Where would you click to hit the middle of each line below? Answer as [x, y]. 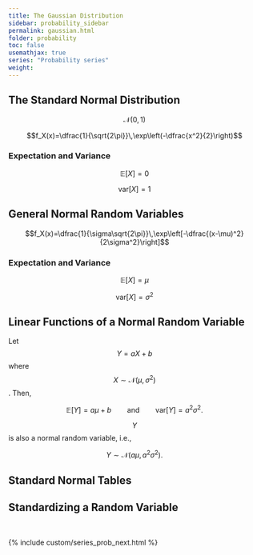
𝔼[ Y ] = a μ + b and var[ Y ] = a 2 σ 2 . [135, 409]
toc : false [26, 46]
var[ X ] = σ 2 [135, 296]
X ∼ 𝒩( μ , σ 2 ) [135, 379]
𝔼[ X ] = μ [135, 280]
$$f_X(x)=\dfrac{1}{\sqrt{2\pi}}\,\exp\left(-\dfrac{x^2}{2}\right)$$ [135, 135]
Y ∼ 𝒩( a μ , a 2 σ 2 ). [135, 454]
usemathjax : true [37, 53]
